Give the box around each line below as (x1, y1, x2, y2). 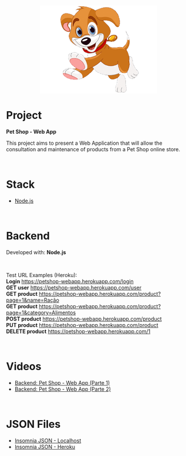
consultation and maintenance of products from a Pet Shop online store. (6, 145, 181, 152)
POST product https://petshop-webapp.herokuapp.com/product (6, 315, 163, 322)
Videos (6, 360, 42, 373)
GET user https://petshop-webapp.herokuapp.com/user (6, 284, 142, 291)
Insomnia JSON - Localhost (14, 437, 82, 444)
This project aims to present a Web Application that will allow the (6, 139, 163, 147)
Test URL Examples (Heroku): (6, 271, 77, 278)
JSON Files (6, 417, 61, 431)
